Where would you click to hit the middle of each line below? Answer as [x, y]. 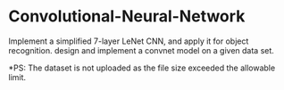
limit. [17, 77]
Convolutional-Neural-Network [127, 16]
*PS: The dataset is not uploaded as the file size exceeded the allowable [142, 68]
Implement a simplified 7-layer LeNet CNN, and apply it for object [129, 41]
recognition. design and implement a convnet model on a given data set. [141, 50]
